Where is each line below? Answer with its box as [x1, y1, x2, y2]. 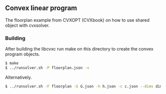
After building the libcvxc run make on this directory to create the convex [5, 46, 154, 52]
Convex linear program [5, 4, 78, 12]
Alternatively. [5, 74, 32, 80]
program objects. [5, 51, 41, 57]
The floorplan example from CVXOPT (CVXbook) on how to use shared [5, 17, 150, 23]
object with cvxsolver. [5, 22, 50, 28]
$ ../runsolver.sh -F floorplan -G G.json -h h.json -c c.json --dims [5, 84, 154, 89]
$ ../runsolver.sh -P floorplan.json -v [5, 65, 90, 70]
